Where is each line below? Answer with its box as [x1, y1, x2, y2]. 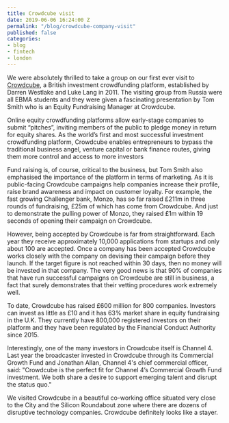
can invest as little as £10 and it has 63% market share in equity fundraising [7, 309, 220, 317]
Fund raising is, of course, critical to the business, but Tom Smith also [7, 165, 203, 173]
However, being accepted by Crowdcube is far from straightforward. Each [7, 230, 215, 238]
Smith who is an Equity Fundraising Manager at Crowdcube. [7, 102, 176, 110]
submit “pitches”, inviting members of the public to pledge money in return [7, 123, 217, 131]
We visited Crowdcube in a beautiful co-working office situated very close [7, 394, 217, 402]
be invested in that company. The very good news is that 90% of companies [7, 266, 222, 274]
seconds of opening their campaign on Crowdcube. [7, 217, 152, 225]
